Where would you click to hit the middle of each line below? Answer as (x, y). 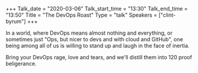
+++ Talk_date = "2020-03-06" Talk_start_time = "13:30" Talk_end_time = (97, 9)
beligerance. (21, 63)
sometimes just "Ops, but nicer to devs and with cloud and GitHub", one (94, 39)
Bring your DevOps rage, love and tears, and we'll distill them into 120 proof (99, 57)
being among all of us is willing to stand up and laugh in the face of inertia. (97, 45)
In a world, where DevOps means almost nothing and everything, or (89, 33)
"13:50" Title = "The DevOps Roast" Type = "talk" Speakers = (81, 15)
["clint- (167, 15)
